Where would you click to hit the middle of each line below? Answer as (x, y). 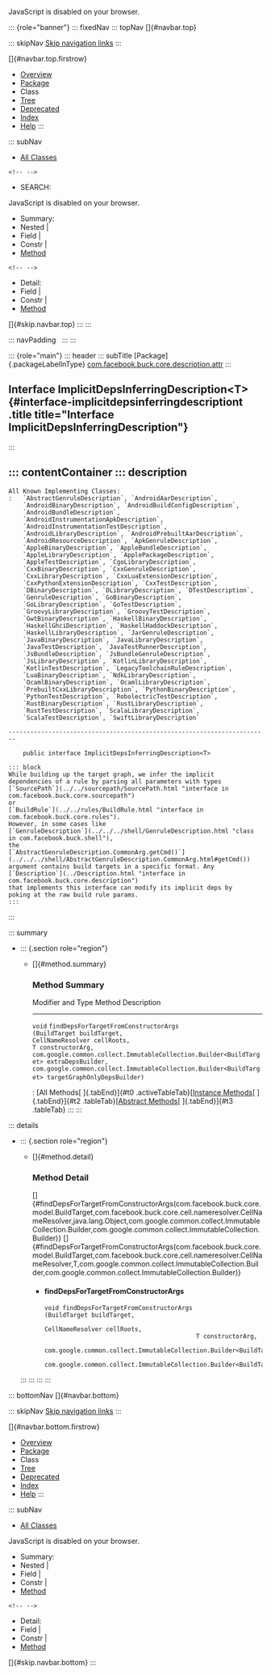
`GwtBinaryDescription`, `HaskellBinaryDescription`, (115, 618)
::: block (25, 767)
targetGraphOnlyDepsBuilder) (96, 1077)
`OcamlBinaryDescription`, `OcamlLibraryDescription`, (117, 682)
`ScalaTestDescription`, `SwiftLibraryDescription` (111, 718)
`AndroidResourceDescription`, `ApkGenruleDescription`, (121, 541)
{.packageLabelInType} (47, 364)
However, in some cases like (57, 824)
